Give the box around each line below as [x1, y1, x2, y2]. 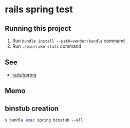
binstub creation [5, 104, 59, 113]
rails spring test [5, 4, 73, 15]
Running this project [5, 24, 71, 33]
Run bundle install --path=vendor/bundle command [12, 38, 125, 44]
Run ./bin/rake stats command [12, 43, 82, 49]
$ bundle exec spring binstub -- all [5, 118, 83, 123]
